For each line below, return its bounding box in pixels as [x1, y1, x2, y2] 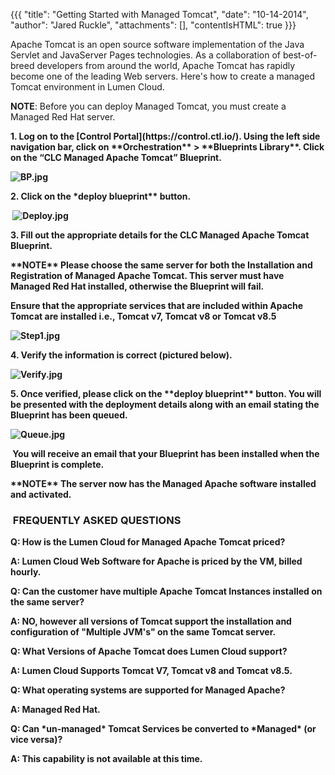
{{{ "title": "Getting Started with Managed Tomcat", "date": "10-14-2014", [10, 9, 309, 20]
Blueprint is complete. [10, 459, 105, 470]
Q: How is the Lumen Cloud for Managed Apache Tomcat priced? [10, 536, 286, 548]
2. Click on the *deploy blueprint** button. [10, 190, 192, 202]
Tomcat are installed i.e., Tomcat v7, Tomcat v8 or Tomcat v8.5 [10, 310, 277, 322]
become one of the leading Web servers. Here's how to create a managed [10, 70, 316, 82]
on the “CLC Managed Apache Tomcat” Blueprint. [10, 152, 222, 163]
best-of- [282, 49, 318, 61]
